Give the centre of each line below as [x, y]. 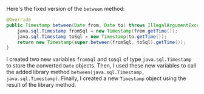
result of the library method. [41, 85]
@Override [19, 20]
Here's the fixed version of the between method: [66, 9]
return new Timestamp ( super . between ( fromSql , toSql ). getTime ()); [102, 42]
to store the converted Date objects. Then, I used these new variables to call [101, 66]
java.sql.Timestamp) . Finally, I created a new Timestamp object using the [96, 78]
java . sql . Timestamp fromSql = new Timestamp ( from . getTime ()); [97, 31]
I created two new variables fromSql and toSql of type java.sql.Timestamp [99, 59]
